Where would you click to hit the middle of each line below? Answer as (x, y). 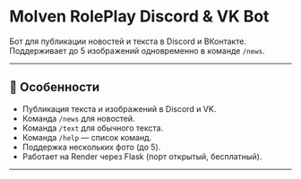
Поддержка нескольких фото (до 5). (91, 147)
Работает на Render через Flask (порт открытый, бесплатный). (142, 156)
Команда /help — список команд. (87, 137)
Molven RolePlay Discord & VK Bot (139, 17)
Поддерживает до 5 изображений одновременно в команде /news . (138, 50)
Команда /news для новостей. (79, 118)
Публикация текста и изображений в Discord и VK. (119, 108)
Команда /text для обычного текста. (93, 128)
